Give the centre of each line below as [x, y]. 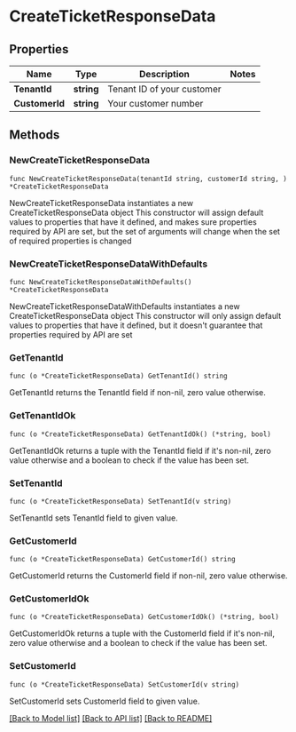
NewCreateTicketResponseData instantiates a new [101, 203]
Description [164, 74]
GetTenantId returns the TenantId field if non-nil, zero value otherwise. [137, 393]
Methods [35, 135]
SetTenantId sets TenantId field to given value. [94, 518]
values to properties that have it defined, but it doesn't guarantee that [136, 325]
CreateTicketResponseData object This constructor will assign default [136, 212]
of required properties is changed [70, 241]
